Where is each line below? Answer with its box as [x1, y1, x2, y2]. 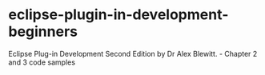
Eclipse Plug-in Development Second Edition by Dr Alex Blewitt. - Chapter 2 [8, 49, 258, 58]
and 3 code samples [8, 57, 76, 67]
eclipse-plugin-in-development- [8, 6, 229, 24]
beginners [8, 22, 78, 41]
